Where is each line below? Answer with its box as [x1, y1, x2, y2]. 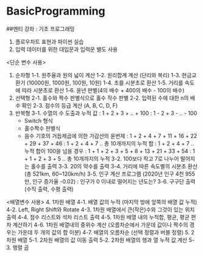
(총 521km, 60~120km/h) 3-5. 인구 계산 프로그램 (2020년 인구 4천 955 [24, 170, 195, 177]
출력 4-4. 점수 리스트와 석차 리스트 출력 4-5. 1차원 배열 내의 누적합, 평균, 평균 [6, 213, 190, 221]
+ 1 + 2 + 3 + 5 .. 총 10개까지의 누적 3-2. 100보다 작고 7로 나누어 [24, 155, 180, 162]
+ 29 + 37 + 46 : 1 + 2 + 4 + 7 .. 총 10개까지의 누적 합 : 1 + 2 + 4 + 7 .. [24, 140, 194, 147]
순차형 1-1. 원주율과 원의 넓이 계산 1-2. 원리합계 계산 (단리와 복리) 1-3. [15, 71, 181, 78]
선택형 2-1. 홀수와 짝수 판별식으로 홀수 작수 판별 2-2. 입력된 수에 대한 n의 [15, 94, 189, 101]
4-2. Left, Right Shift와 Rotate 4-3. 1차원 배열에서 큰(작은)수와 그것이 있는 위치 [6, 205, 195, 213]
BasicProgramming [6, 4, 105, 18]
